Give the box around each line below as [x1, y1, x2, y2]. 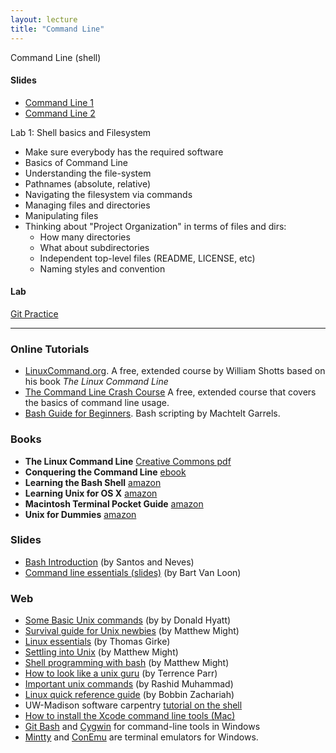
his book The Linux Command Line [24, 376, 169, 388]
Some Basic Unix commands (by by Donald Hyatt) [24, 614, 232, 626]
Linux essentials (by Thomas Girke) [24, 636, 171, 648]
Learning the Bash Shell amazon [24, 476, 162, 488]
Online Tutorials [10, 342, 90, 356]
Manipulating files [24, 209, 99, 221]
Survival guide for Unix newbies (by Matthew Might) [24, 625, 240, 637]
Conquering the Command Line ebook [24, 466, 187, 478]
